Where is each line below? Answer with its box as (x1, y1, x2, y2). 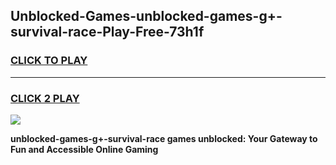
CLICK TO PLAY (10, 54, 88, 68)
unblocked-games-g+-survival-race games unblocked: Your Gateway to (10, 132, 318, 144)
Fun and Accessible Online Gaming (10, 143, 159, 155)
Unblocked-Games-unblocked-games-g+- (10, 8, 283, 25)
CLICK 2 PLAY (10, 91, 80, 105)
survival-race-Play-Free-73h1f (10, 24, 205, 41)
